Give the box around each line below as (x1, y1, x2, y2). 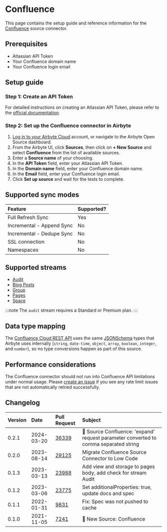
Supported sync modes (5, 191, 80, 199)
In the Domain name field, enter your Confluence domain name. (12, 165, 144, 171)
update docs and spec (82, 490, 134, 497)
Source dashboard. (12, 139, 52, 145)
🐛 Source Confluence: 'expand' (82, 428, 155, 435)
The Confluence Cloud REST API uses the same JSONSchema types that (5, 335, 155, 341)
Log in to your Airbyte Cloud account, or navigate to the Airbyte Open (12, 133, 155, 139)
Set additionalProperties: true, (82, 484, 152, 491)
